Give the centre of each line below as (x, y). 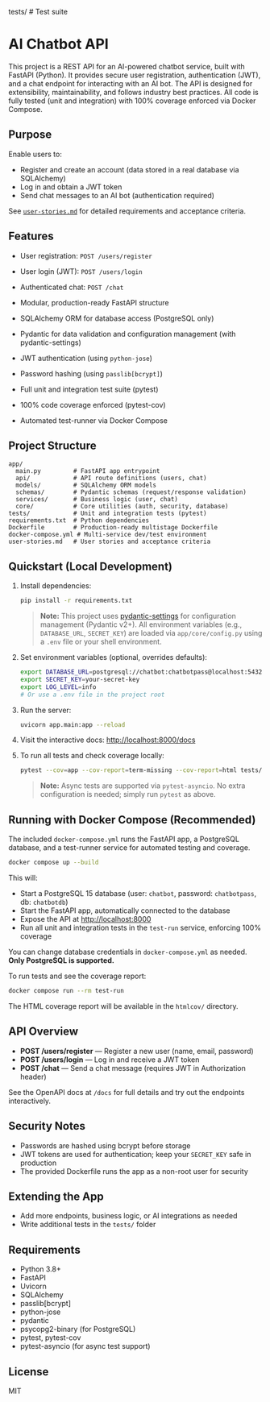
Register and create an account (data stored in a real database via (129, 169)
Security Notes (47, 1126)
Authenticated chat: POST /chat (72, 287)
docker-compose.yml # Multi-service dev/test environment (108, 535)
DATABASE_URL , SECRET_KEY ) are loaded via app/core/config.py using (151, 633)
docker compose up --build (54, 863)
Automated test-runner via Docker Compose (93, 420)
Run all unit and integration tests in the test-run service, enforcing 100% (141, 927)
